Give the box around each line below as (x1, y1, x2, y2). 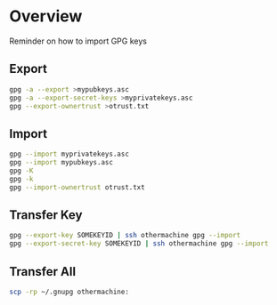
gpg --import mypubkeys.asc (9, 158, 114, 167)
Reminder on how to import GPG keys (9, 36, 147, 46)
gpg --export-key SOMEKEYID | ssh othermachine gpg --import (9, 231, 241, 240)
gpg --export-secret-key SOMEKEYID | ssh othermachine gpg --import (9, 239, 269, 248)
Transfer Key (9, 207, 83, 222)
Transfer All (9, 264, 77, 279)
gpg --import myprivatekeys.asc (9, 149, 129, 159)
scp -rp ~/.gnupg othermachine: (9, 287, 129, 296)
